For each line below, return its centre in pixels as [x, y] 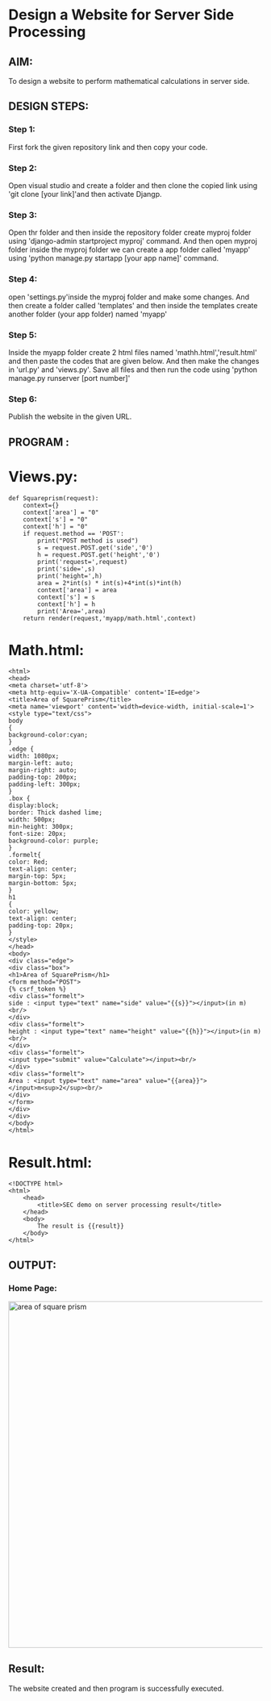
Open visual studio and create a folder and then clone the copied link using [133, 185]
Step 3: [23, 215]
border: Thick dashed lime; [56, 813]
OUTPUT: [32, 1265]
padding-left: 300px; [45, 784]
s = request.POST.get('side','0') [95, 547]
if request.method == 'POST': [74, 533]
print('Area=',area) [72, 611]
